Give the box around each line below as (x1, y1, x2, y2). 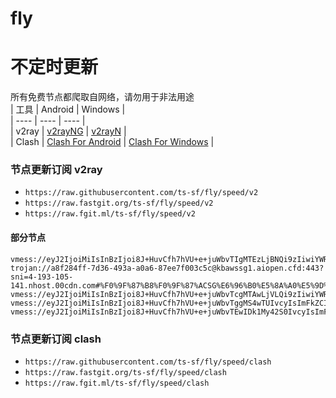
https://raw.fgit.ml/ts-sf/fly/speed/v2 (24, 209, 196, 219)
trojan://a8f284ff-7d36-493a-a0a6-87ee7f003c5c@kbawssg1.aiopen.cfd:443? (10, 263, 325, 273)
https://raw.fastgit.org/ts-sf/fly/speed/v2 (24, 198, 214, 209)
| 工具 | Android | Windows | (10, 103, 126, 116)
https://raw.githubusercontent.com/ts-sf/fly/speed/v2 (24, 188, 259, 198)
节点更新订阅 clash (10, 332, 102, 346)
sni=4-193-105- (10, 272, 74, 282)
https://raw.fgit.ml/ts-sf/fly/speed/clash (24, 378, 210, 388)
